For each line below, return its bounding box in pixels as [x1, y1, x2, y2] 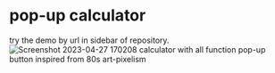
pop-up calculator [9, 5, 146, 26]
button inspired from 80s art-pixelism [9, 53, 146, 64]
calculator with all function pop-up [138, 44, 266, 54]
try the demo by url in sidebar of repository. [9, 35, 170, 45]
